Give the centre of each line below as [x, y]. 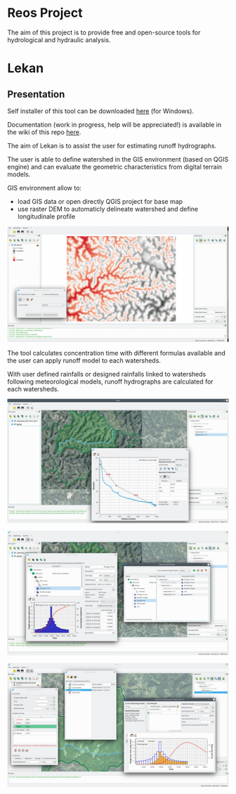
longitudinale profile [46, 216]
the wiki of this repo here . [44, 132]
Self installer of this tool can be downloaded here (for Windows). [101, 111]
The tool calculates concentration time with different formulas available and [117, 353]
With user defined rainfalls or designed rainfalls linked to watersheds [107, 374]
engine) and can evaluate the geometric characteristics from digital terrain [115, 167]
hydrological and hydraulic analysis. [59, 39]
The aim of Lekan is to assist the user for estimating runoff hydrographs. [112, 145]
